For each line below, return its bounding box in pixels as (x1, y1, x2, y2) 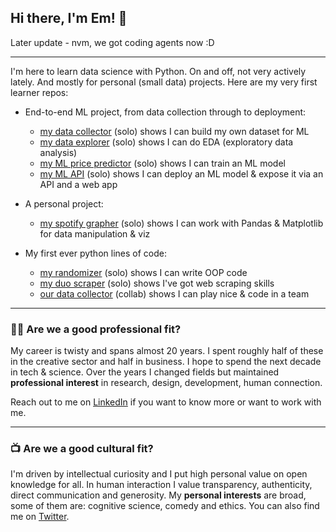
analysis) (39, 146, 78, 158)
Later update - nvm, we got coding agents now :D (10, 36, 215, 48)
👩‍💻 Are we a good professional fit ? (10, 322, 182, 336)
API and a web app (39, 178, 118, 190)
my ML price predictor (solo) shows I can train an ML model (39, 157, 286, 169)
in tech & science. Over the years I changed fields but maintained (10, 366, 280, 378)
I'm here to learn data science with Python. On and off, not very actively (10, 65, 307, 77)
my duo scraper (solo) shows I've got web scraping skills (39, 277, 275, 289)
